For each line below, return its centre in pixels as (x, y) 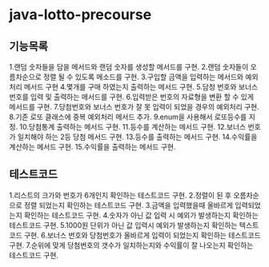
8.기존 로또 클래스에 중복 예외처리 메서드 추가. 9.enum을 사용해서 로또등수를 (128, 117)
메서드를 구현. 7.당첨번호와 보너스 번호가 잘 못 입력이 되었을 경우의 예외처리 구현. (134, 107)
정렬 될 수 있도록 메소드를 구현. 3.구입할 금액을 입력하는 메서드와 (143, 77)
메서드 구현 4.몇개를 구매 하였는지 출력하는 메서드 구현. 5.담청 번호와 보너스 (141, 87)
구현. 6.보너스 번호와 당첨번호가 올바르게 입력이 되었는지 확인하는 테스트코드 (142, 235)
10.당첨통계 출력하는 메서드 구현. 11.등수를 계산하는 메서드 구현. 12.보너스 (133, 127)
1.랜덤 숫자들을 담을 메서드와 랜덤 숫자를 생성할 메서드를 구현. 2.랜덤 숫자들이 (129, 67)
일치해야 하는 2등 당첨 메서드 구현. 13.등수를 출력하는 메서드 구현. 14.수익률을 (137, 137)
